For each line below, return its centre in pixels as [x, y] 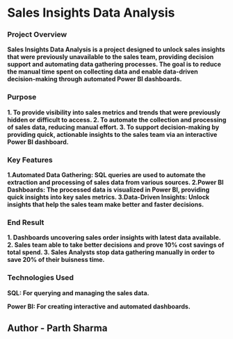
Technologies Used [41, 278]
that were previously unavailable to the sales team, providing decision [111, 57]
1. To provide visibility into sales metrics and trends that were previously [114, 112]
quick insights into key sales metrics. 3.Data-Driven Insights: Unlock [109, 197]
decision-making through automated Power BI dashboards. [95, 79]
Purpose [22, 97]
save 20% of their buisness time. [56, 260]
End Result [26, 222]
